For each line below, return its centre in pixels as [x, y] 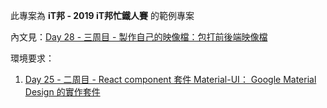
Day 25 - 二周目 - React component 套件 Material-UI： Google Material [170, 79]
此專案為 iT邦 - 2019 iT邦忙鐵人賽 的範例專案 [102, 15]
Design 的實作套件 [62, 92]
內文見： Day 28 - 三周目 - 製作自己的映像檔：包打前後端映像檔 [139, 37]
